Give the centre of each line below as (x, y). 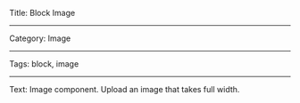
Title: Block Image (42, 13)
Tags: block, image (44, 64)
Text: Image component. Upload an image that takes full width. (125, 89)
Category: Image (40, 38)
